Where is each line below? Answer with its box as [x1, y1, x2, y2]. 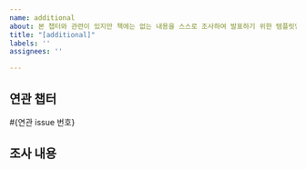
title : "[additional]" [9, 30, 96, 39]
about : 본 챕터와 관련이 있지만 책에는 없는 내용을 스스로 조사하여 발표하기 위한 [9, 22, 272, 31]
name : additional [9, 13, 76, 23]
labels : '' [9, 38, 51, 48]
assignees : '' [9, 47, 64, 56]
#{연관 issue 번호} [9, 116, 76, 127]
